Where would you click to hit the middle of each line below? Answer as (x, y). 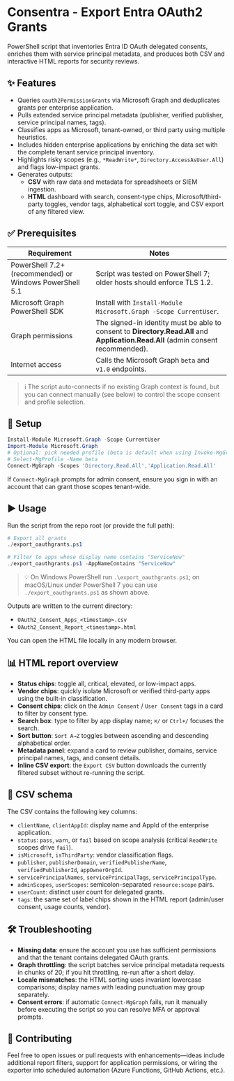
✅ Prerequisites (42, 234)
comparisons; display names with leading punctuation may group (111, 987)
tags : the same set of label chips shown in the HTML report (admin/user (120, 899)
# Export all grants (37, 538)
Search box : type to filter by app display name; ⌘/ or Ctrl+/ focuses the (120, 720)
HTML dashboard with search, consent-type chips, (101, 196)
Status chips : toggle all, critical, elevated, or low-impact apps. (107, 683)
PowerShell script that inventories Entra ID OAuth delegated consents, (108, 46)
